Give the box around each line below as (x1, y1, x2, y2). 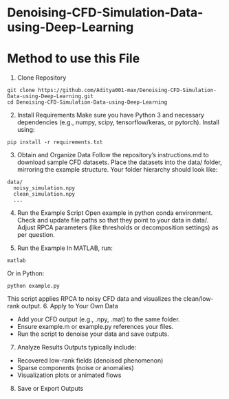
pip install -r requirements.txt (7, 139, 103, 146)
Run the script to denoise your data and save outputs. (17, 330, 170, 338)
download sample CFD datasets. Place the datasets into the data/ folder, (17, 158, 222, 166)
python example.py (7, 283, 60, 290)
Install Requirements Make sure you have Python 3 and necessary (17, 111, 205, 119)
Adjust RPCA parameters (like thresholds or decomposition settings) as (17, 223, 219, 231)
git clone (7, 87, 36, 94)
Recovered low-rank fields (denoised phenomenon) (17, 356, 164, 365)
